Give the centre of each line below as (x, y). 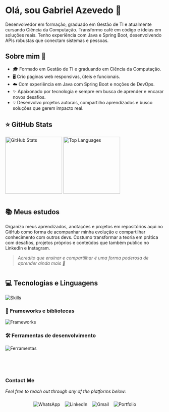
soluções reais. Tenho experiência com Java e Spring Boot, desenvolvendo (83, 35)
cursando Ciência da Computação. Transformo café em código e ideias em (83, 29)
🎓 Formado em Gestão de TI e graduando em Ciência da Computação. (87, 69)
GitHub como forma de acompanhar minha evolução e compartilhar (75, 232)
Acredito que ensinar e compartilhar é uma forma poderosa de (83, 258)
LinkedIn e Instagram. (28, 248)
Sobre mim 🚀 (26, 56)
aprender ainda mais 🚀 (41, 263)
